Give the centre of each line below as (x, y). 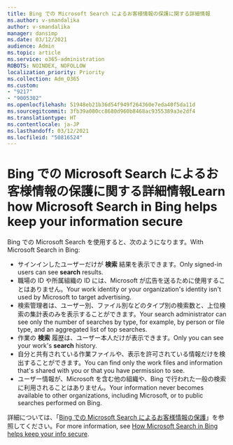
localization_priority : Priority (56, 72)
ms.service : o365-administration (56, 59)
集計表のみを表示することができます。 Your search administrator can (128, 314)
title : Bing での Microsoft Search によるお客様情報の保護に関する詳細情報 (109, 14)
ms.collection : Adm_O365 (43, 79)
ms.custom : (23, 85)
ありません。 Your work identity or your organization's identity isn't (126, 289)
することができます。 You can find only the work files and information (123, 363)
